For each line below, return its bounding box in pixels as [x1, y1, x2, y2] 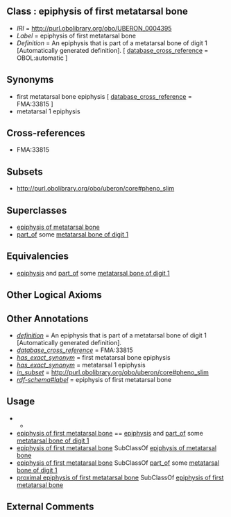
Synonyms [6, 74, 54, 86]
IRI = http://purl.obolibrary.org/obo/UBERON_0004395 [16, 24, 172, 32]
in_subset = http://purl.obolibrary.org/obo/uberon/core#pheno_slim [16, 368, 209, 376]
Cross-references [6, 127, 86, 139]
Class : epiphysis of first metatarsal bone [6, 6, 189, 17]
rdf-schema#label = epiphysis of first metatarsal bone [16, 376, 172, 384]
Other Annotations [6, 312, 89, 324]
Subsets [6, 166, 43, 177]
